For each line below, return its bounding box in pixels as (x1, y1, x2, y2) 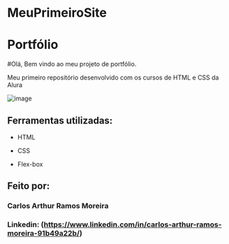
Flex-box (17, 160, 43, 168)
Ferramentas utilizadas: (7, 114, 113, 126)
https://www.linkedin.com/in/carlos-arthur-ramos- (43, 220, 222, 229)
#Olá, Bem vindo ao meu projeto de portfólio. (7, 60, 137, 68)
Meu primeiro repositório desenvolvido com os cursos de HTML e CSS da (7, 73, 219, 82)
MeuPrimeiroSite (7, 5, 107, 21)
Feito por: (7, 180, 50, 192)
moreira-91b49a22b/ (7, 229, 80, 238)
